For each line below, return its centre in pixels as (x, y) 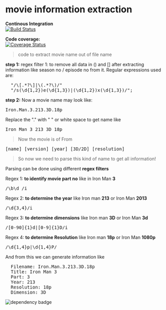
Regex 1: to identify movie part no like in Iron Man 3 (60, 179)
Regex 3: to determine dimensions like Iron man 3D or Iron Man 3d (77, 218)
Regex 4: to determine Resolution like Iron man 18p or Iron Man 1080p (80, 237)
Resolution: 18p (31, 287)
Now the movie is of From (45, 139)
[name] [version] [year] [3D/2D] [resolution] (65, 149)
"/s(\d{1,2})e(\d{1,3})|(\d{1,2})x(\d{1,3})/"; (72, 90)
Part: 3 (20, 277)
